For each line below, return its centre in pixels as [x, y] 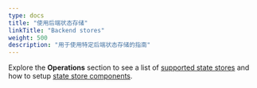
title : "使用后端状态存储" [48, 23]
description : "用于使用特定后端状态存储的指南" [80, 45]
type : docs [26, 15]
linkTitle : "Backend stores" [56, 30]
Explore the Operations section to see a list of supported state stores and [129, 67]
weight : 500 [28, 38]
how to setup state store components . [70, 76]
